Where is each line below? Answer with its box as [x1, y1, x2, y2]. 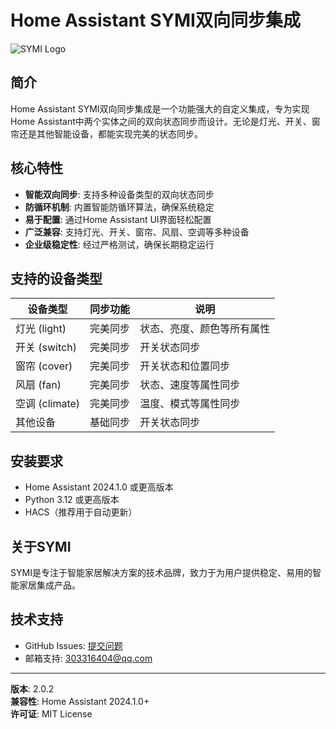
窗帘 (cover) [15, 359, 73, 373]
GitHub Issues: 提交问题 [24, 639, 123, 651]
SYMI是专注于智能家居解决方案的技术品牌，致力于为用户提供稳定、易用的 [10, 567, 313, 578]
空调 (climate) [15, 397, 81, 411]
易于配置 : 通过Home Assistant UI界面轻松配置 [24, 213, 212, 225]
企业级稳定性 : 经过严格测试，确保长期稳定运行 [24, 238, 215, 250]
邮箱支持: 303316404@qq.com [24, 652, 153, 664]
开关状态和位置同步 [139, 359, 231, 373]
